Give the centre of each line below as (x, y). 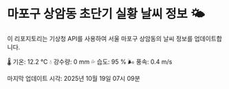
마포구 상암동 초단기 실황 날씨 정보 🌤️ (106, 14)
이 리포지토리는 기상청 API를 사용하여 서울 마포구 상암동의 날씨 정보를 (100, 38)
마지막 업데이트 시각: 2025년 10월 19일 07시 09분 (74, 78)
